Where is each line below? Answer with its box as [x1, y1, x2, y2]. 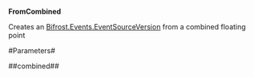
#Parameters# [8, 46, 56, 55]
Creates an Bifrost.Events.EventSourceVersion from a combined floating [8, 22, 246, 31]
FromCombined [8, 7, 62, 16]
